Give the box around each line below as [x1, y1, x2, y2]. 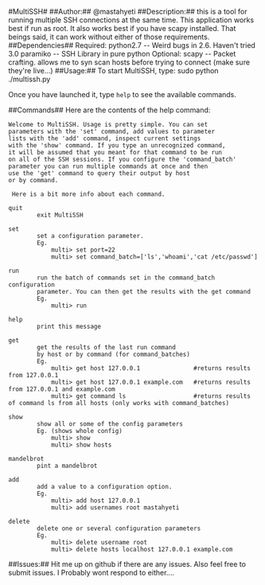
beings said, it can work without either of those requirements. [8, 32, 210, 41]
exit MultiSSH [37, 211, 84, 219]
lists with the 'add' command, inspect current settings [8, 135, 201, 142]
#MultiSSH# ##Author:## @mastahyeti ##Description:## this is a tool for [8, 7, 247, 16]
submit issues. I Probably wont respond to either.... [8, 568, 175, 577]
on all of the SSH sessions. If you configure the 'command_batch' [8, 155, 237, 163]
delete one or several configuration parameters [37, 525, 201, 532]
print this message [37, 322, 102, 330]
